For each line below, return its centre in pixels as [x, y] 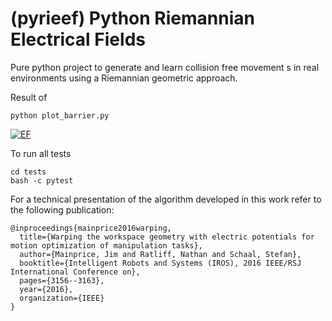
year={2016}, [46, 289]
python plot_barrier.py [60, 115]
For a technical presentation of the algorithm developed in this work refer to [166, 199]
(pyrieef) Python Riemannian [132, 18]
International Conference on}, [75, 272]
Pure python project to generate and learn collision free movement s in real [165, 67]
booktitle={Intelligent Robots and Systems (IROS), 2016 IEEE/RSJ [160, 263]
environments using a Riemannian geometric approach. [124, 78]
